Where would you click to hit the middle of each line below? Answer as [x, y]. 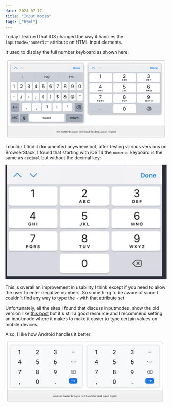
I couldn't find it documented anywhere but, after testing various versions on [86, 147]
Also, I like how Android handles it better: [49, 334]
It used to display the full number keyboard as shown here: [67, 52]
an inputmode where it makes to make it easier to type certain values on [81, 319]
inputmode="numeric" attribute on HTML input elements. [64, 42]
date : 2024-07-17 [24, 11]
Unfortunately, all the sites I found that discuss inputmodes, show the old [82, 308]
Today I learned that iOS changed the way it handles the [64, 37]
